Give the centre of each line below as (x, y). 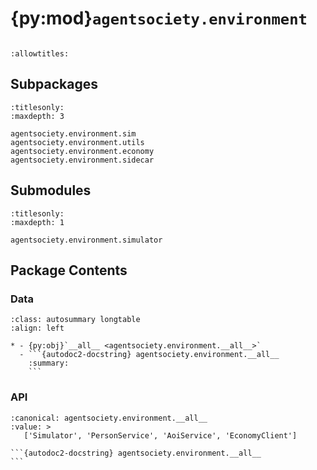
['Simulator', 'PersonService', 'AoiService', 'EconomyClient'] (160, 435)
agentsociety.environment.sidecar (82, 160)
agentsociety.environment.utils (77, 142)
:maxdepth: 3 (37, 116)
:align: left (37, 328)
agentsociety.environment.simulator (86, 240)
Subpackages (54, 84)
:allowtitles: (40, 53)
